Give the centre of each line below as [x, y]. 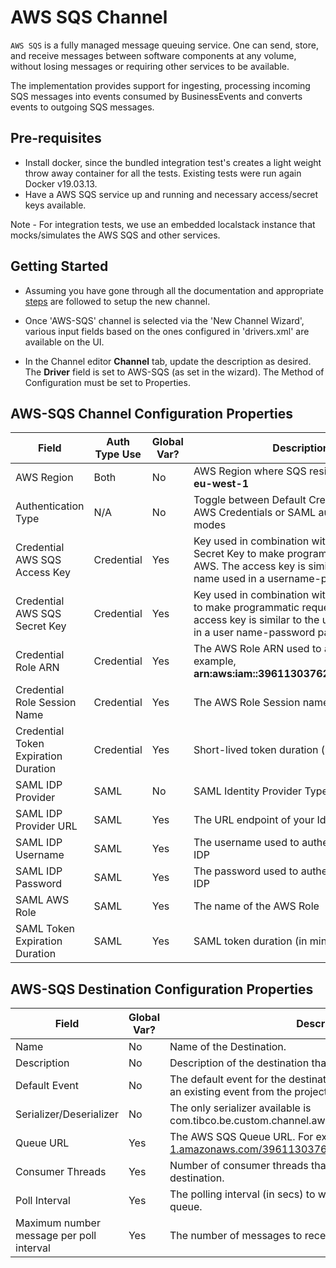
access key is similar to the [256, 620]
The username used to [246, 843]
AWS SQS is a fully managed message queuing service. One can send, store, [164, 45]
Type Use [118, 454]
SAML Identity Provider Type [260, 791]
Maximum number [58, 1223]
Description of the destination [239, 1063]
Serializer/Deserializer [67, 1114]
